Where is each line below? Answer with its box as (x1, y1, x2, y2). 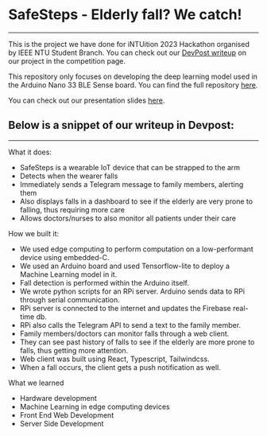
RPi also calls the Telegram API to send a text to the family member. (19, 320, 241, 329)
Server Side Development (19, 418, 104, 428)
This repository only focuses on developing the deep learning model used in (8, 72, 258, 81)
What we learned (8, 378, 64, 387)
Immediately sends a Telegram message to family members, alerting (19, 179, 244, 189)
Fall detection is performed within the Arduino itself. (19, 278, 189, 287)
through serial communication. (19, 294, 121, 304)
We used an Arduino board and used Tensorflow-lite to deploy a (19, 261, 230, 271)
